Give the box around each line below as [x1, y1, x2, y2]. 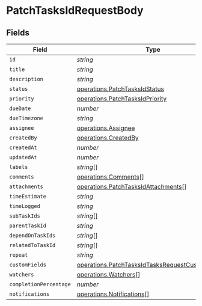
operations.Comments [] [76, 173, 144, 181]
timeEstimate [9, 193, 47, 200]
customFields [9, 262, 47, 268]
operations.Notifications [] [76, 290, 150, 298]
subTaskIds [9, 213, 40, 219]
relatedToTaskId [9, 242, 56, 248]
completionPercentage [9, 281, 71, 287]
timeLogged [9, 203, 40, 209]
